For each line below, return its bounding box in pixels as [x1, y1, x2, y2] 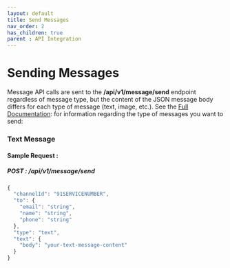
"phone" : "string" [19, 216, 72, 223]
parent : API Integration [7, 36, 81, 43]
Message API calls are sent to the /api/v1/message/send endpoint [7, 88, 196, 96]
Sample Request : [7, 151, 59, 159]
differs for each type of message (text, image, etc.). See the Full [7, 102, 189, 111]
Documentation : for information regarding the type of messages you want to [7, 110, 224, 118]
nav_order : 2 [7, 23, 45, 30]
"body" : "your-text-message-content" [19, 242, 128, 249]
